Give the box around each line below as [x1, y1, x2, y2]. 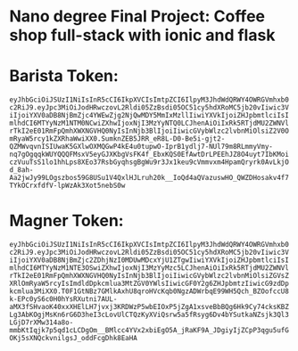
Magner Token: [9, 211, 124, 231]
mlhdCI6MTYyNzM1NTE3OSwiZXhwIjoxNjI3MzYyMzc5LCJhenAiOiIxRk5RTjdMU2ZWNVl [9, 264, 290, 273]
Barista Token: [9, 66, 119, 86]
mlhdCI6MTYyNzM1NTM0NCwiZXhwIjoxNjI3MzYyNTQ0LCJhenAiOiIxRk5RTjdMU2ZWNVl [9, 118, 290, 128]
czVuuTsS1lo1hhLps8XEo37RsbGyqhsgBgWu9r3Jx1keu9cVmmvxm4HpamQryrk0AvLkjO [9, 158, 290, 167]
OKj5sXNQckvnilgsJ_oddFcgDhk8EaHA [9, 334, 138, 343]
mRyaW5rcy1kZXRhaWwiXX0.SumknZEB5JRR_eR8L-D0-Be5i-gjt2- [9, 135, 226, 143]
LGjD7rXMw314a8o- [9, 318, 74, 327]
